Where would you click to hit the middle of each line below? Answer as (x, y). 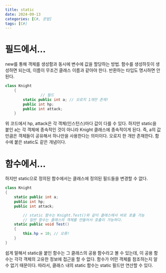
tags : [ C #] (16, 23)
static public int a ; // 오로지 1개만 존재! (66, 99)
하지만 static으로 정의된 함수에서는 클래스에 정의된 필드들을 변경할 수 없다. (77, 179)
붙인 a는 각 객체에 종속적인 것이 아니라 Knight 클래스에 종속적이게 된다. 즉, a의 (81, 130)
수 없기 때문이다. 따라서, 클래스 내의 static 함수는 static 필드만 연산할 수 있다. (79, 265)
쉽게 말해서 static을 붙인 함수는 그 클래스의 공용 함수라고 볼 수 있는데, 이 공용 (79, 253)
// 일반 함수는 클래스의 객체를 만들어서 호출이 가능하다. (73, 220)
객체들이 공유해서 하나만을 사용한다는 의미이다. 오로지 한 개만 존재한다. (86, 136)
